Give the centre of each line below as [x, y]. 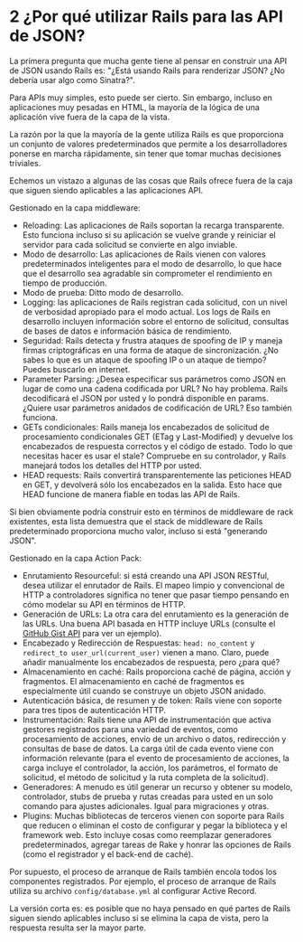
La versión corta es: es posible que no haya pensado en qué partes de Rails [150, 908]
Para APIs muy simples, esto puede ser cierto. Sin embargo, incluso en [141, 98]
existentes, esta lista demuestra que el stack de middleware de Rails [136, 521]
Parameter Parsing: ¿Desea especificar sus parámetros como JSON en [154, 379]
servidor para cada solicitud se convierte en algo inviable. [130, 244]
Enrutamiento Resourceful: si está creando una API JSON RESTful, [146, 575]
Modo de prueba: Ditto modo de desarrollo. [103, 292]
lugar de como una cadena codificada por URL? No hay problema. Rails [155, 388]
